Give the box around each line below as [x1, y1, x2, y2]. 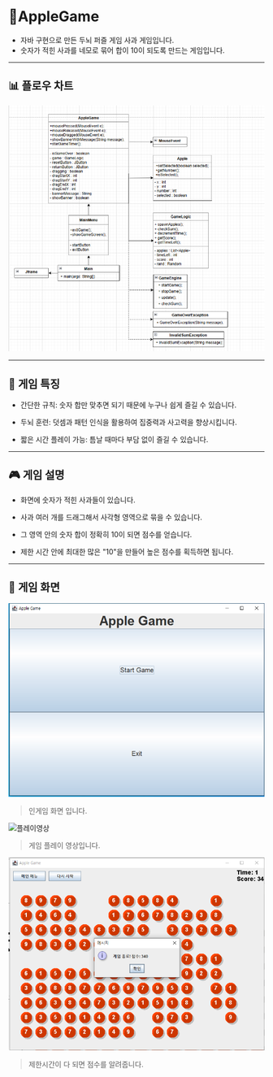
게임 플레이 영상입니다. [28, 840, 101, 850]
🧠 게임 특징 [8, 377, 61, 391]
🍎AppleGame [8, 7, 100, 26]
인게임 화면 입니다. [28, 806, 88, 815]
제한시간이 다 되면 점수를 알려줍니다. [28, 1059, 144, 1069]
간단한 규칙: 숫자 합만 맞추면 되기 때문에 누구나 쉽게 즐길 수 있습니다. [19, 400, 237, 410]
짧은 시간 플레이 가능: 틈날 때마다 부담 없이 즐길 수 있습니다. [19, 435, 209, 445]
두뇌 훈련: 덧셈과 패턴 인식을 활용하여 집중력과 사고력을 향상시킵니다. [19, 418, 237, 428]
